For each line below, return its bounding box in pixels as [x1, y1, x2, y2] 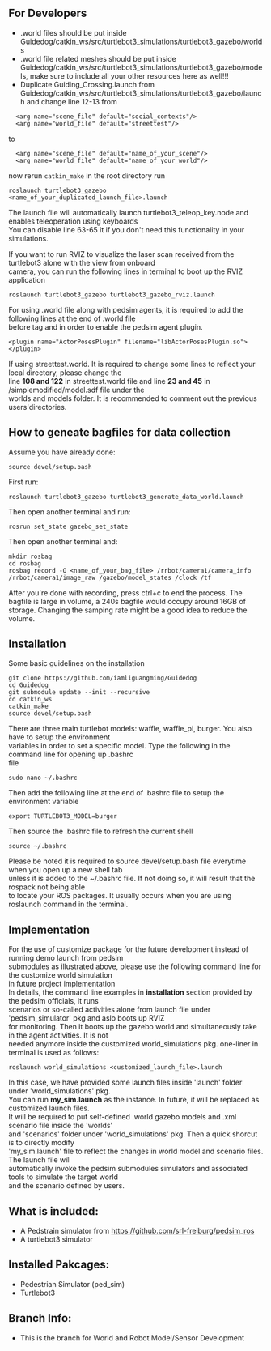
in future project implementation [8, 979, 116, 989]
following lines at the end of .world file [8, 313, 136, 323]
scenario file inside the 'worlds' [8, 1121, 113, 1131]
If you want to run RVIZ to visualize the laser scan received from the [8, 249, 235, 258]
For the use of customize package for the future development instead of [8, 944, 249, 954]
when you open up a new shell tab [8, 865, 123, 875]
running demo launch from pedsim [8, 953, 124, 963]
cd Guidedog [8, 681, 49, 689]
